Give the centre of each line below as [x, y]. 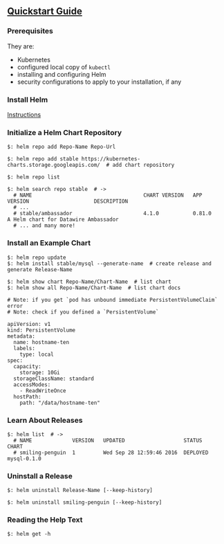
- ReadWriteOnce [43, 390]
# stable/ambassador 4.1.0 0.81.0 [113, 214]
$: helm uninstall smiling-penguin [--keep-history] [85, 502]
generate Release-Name [40, 269]
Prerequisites [30, 31]
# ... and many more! [45, 226]
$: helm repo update [37, 257]
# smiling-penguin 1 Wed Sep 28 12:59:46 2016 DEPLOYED [111, 453]
